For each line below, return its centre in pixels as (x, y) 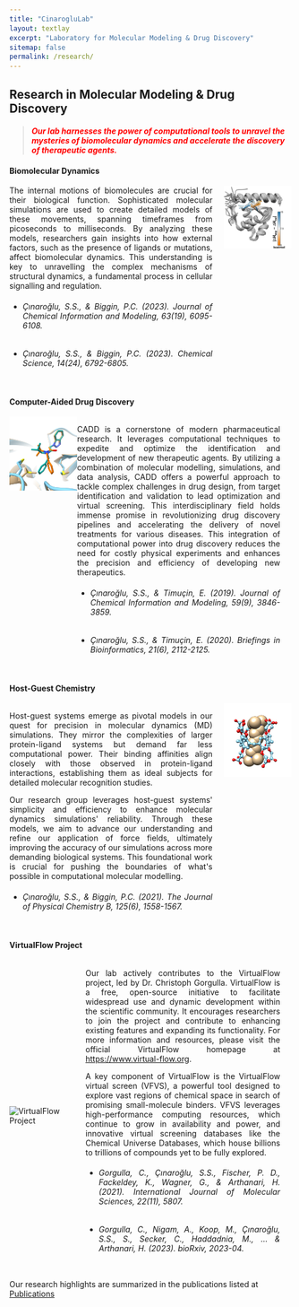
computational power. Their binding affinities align (111, 754)
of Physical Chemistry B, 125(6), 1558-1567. (103, 906)
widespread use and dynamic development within (183, 1001)
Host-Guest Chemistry (52, 688)
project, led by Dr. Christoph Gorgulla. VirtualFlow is (183, 982)
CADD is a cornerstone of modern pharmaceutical (179, 430)
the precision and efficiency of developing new (179, 563)
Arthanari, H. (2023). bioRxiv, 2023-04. (171, 1248)
